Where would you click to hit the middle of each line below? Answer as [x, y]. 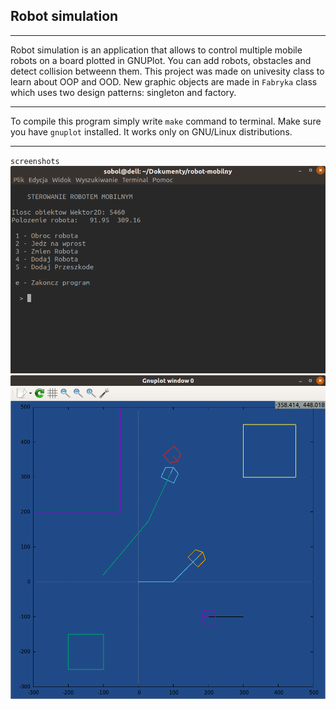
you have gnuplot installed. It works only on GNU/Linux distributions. [151, 131]
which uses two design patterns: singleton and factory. [123, 92]
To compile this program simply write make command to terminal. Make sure [166, 121]
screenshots [35, 161]
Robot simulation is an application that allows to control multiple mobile [156, 50]
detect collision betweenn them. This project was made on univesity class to [167, 71]
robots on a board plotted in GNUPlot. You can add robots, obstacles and [161, 60]
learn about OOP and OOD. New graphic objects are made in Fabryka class [164, 81]
